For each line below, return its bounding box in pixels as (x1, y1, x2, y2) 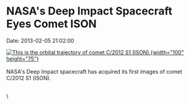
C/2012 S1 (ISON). (6, 74, 51, 81)
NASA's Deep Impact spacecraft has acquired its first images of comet (6, 68, 183, 75)
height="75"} (6, 55, 39, 62)
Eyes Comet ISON (6, 17, 97, 31)
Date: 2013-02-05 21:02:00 (6, 37, 74, 44)
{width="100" (150, 48, 185, 56)
